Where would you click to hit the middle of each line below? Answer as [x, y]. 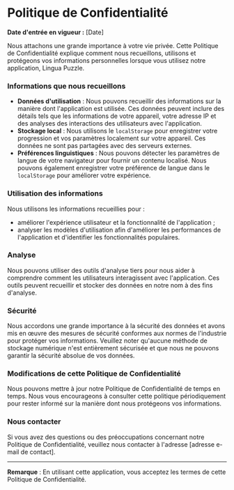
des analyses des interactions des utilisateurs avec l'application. [109, 124]
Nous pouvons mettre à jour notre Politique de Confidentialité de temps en [114, 389]
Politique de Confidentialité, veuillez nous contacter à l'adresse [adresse [111, 444]
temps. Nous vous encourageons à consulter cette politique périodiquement [117, 396]
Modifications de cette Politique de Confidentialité [94, 373]
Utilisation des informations [55, 193]
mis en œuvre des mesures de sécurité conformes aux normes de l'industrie [117, 334]
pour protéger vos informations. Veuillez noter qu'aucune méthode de [107, 341]
